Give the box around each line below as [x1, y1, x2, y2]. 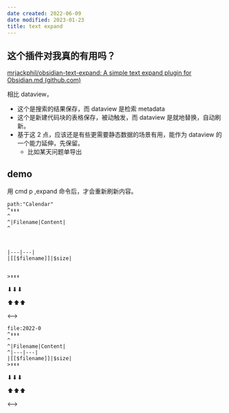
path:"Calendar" [7, 201, 54, 208]
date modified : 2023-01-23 [7, 16, 85, 23]
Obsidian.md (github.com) [7, 76, 81, 85]
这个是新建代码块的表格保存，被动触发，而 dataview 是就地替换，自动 [17, 113, 215, 122]
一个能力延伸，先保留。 [17, 139, 84, 148]
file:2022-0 [7, 325, 41, 332]
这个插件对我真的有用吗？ [7, 49, 116, 62]
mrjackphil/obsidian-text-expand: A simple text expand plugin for [7, 69, 192, 77]
